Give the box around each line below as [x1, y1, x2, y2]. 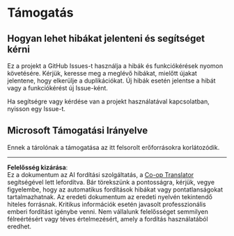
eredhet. [7, 222, 31, 230]
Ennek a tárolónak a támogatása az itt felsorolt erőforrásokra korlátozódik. [7, 143, 220, 151]
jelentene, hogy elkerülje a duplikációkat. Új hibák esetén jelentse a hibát [7, 76, 216, 85]
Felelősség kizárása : [7, 163, 68, 171]
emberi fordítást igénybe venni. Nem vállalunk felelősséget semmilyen [7, 207, 209, 216]
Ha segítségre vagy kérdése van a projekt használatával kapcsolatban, [7, 97, 210, 106]
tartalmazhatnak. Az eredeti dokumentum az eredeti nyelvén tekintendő [7, 192, 212, 201]
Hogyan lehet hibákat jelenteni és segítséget [7, 33, 205, 44]
